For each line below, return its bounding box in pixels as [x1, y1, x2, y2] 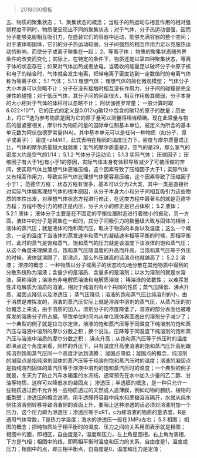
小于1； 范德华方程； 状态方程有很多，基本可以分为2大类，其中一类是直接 [6, 181, 184, 188]
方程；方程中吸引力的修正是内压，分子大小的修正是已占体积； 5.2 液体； [6, 203, 181, 210]
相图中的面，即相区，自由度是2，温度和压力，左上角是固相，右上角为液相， [6, 431, 189, 438]
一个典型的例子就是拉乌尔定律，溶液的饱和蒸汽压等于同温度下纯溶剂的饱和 [6, 320, 186, 327]
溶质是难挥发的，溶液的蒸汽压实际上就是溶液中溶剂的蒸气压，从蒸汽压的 [11, 298, 186, 306]
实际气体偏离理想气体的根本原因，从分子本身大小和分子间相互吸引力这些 [11, 188, 186, 195]
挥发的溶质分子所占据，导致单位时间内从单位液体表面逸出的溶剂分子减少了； [6, 313, 191, 320]
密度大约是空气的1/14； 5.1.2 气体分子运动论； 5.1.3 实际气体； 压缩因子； [6, 151, 183, 158]
